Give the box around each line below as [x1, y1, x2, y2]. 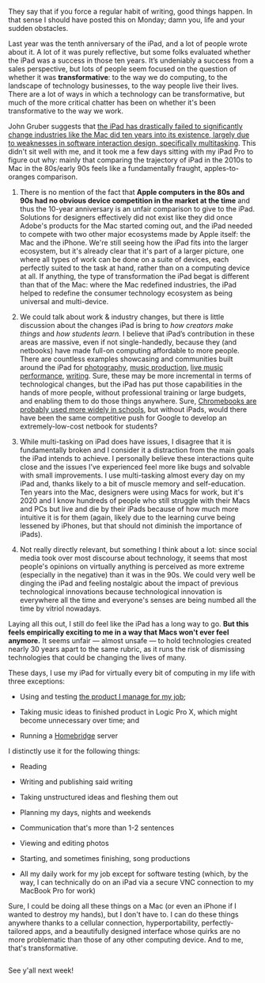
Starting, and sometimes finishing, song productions [19, 854, 191, 863]
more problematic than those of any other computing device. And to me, [8, 935, 244, 944]
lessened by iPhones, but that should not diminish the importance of [19, 521, 243, 530]
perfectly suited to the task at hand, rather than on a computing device [19, 263, 251, 272]
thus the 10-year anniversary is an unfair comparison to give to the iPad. [19, 204, 256, 213]
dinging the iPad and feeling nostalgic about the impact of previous [19, 578, 239, 588]
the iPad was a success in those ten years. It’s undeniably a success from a [8, 55, 255, 65]
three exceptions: [8, 676, 66, 686]
